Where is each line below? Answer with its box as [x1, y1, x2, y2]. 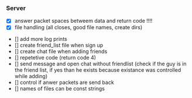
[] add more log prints [14, 36, 67, 43]
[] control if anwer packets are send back [14, 79, 114, 86]
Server [6, 4, 26, 12]
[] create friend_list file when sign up [14, 42, 104, 49]
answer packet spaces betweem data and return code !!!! [14, 17, 153, 24]
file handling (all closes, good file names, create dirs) [14, 24, 143, 31]
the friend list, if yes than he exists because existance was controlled [14, 66, 181, 73]
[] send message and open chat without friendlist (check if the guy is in [14, 60, 187, 68]
